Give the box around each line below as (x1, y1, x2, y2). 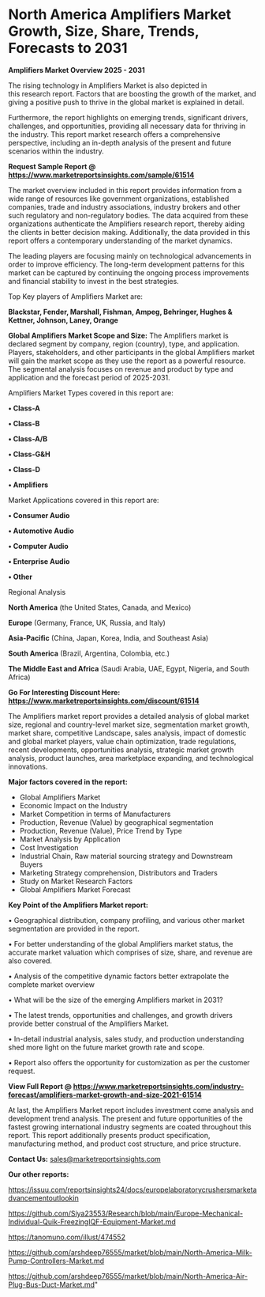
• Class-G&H (8, 449, 50, 459)
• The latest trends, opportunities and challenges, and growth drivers (8, 1010, 233, 1019)
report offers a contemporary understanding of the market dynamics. (8, 236, 233, 245)
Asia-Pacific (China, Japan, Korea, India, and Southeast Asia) (8, 633, 209, 642)
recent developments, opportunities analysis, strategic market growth (8, 745, 234, 754)
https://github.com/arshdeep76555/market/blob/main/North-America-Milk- (8, 1247, 252, 1257)
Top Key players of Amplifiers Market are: (8, 291, 144, 301)
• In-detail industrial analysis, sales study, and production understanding (8, 1034, 244, 1043)
